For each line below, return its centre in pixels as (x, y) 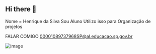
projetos (14, 26)
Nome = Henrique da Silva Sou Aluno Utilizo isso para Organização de (78, 21)
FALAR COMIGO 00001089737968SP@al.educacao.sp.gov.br (69, 36)
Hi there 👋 (21, 9)
